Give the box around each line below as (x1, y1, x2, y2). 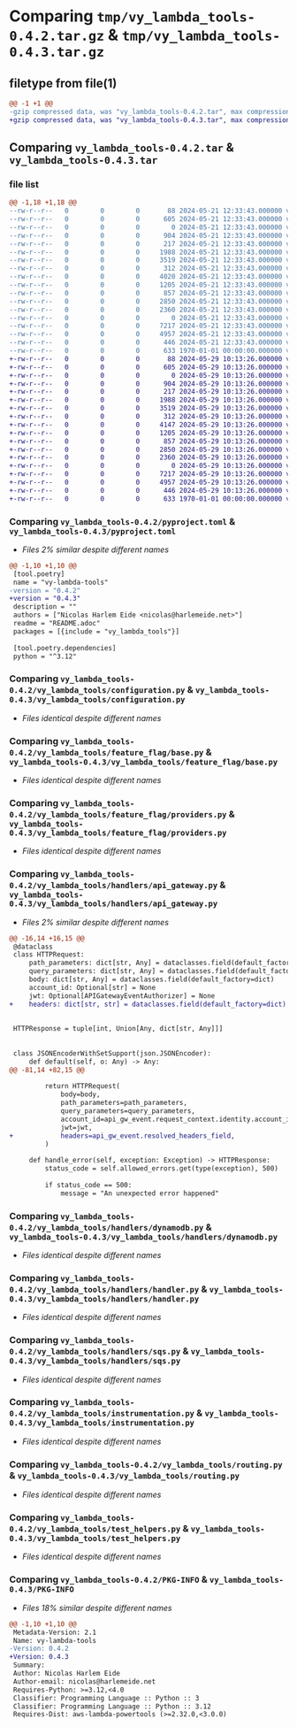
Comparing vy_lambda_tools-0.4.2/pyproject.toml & (9, 515, 236, 527)
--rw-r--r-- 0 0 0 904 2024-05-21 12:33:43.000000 (9, 231, 283, 240)
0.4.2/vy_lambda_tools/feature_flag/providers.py (9, 810, 227, 819)
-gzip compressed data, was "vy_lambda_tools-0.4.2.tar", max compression (9, 107, 291, 116)
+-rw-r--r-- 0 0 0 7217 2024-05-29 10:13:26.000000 (9, 470, 283, 479)
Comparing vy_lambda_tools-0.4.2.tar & (9, 140, 234, 156)
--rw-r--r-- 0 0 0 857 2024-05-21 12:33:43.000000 (9, 288, 283, 297)
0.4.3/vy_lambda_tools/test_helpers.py (9, 1533, 181, 1544)
